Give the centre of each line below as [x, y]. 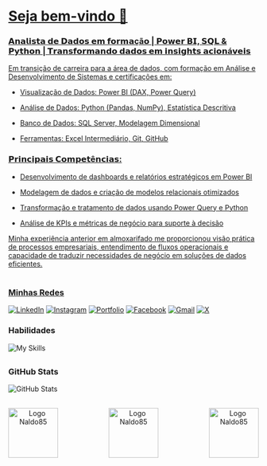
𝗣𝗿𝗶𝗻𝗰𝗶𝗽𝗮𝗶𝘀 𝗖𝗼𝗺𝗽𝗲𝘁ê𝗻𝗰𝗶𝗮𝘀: [65, 159]
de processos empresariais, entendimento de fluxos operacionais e [118, 247]
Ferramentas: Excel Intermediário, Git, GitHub [94, 139]
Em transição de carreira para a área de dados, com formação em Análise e [132, 69]
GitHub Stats [33, 372]
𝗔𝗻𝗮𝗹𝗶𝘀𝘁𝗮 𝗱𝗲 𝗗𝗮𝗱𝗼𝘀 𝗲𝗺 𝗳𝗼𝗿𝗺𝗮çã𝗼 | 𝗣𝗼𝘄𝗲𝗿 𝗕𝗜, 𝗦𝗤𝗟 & [118, 41]
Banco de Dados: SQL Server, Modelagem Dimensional [110, 123]
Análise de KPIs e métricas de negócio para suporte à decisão [122, 223]
